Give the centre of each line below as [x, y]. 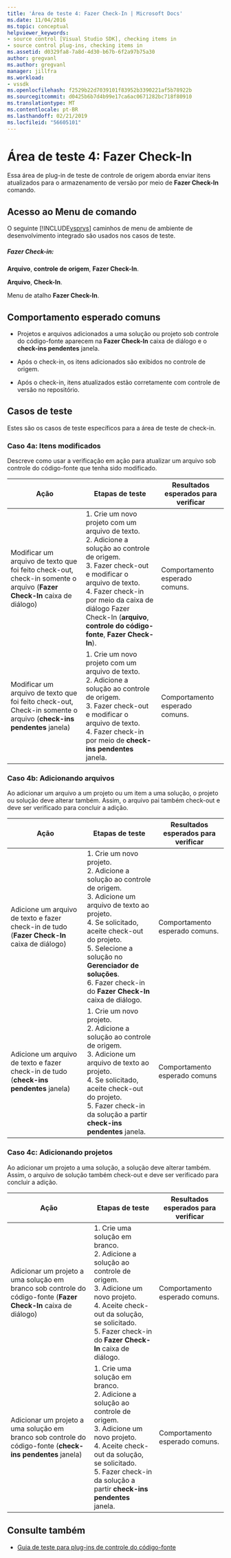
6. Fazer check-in [116, 983]
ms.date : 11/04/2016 [37, 20]
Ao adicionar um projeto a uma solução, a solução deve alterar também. [109, 1167]
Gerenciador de [113, 966]
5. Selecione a [110, 948]
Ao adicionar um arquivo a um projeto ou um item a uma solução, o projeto [113, 793]
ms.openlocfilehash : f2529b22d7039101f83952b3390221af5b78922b [100, 90]
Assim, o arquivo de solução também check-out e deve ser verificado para [113, 1174]
